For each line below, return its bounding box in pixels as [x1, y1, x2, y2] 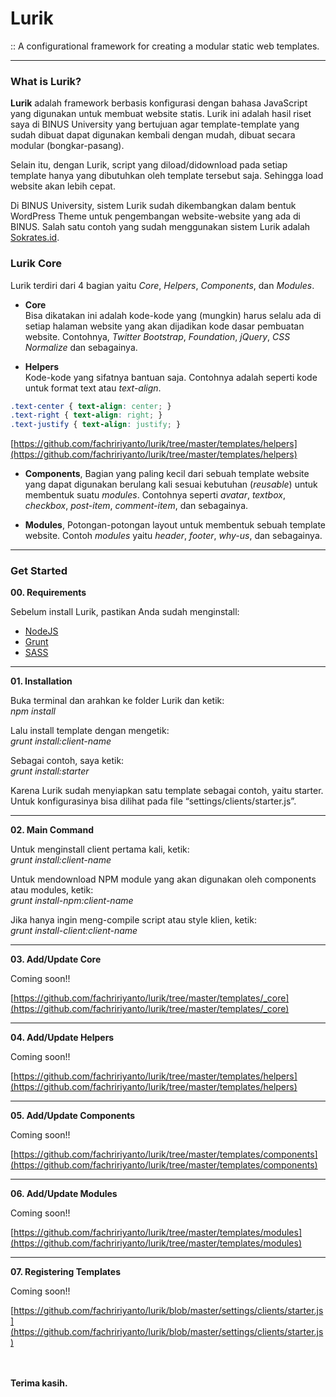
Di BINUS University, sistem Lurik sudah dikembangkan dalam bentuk [10, 200, 297, 212]
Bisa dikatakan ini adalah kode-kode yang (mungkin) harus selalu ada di [24, 309, 322, 321]
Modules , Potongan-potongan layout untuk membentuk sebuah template [24, 519, 326, 531]
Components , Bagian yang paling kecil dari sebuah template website [24, 468, 310, 480]
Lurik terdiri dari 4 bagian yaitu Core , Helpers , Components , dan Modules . [10, 279, 315, 291]
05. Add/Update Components [10, 1110, 136, 1122]
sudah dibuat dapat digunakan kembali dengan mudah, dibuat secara [10, 129, 296, 141]
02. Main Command [10, 824, 94, 836]
